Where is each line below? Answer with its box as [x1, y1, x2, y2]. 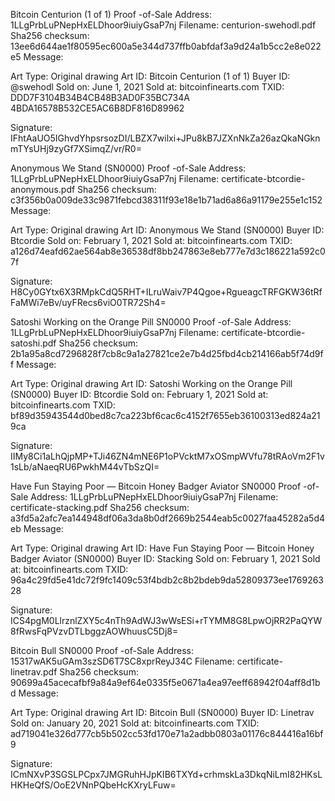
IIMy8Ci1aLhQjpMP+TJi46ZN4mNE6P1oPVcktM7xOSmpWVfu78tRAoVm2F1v [10, 450, 325, 462]
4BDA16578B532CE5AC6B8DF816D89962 [10, 102, 185, 114]
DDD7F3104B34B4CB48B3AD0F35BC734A [10, 92, 190, 103]
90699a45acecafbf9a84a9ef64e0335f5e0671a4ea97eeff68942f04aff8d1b [10, 677, 321, 688]
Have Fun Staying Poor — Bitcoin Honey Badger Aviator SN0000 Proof [10, 480, 302, 492]
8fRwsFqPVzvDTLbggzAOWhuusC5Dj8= [10, 625, 179, 637]
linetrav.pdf [10, 666, 58, 678]
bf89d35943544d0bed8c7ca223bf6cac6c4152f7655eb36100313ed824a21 [10, 410, 321, 421]
